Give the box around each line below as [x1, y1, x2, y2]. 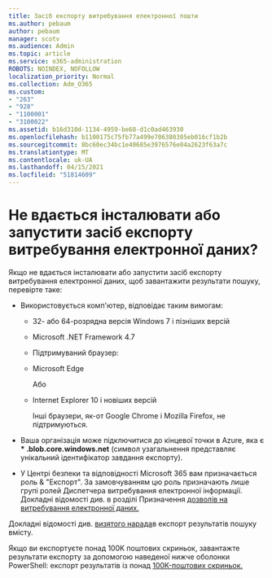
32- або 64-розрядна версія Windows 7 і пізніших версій [32, 316, 230, 326]
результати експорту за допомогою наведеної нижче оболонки [8, 551, 230, 562]
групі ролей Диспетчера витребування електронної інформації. [20, 485, 243, 495]
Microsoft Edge [32, 363, 84, 373]
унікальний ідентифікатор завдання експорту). [20, 453, 183, 462]
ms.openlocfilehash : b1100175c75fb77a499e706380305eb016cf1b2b [8, 133, 228, 141]
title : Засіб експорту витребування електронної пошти [8, 11, 199, 20]
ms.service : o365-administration [8, 58, 122, 66]
